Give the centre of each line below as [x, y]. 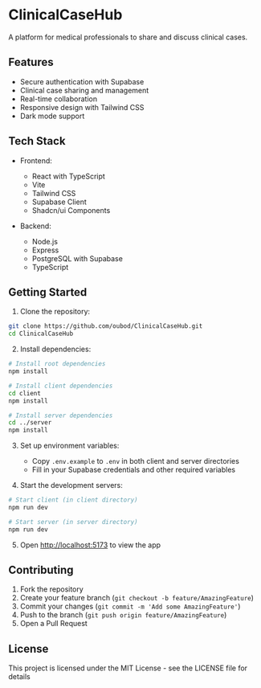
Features [31, 62]
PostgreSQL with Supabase [77, 258]
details [19, 677]
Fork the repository [52, 589]
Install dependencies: [55, 349]
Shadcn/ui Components [71, 210]
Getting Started [48, 292]
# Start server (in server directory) [73, 522]
